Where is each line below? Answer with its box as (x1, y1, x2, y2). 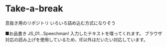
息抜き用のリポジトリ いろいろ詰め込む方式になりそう (5, 20, 116, 26)
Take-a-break (5, 3, 63, 14)
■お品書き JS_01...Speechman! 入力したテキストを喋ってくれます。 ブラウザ (5, 30, 163, 36)
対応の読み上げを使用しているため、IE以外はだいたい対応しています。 (5, 37, 148, 43)
